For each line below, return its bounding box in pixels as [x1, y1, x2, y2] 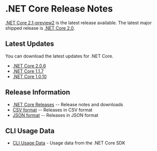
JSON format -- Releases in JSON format [12, 112, 98, 118]
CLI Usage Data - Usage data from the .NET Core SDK [12, 140, 126, 146]
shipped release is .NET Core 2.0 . [5, 25, 75, 31]
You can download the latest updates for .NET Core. [5, 53, 114, 59]
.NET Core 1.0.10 [12, 73, 47, 80]
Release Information [5, 88, 71, 97]
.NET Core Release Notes [5, 3, 113, 15]
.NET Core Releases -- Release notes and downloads [12, 101, 124, 107]
